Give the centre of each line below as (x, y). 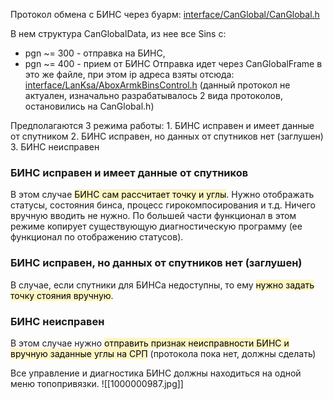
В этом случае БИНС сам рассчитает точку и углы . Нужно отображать (162, 195)
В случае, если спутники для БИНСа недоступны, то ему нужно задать (162, 285)
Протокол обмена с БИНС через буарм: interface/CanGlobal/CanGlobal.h (165, 14)
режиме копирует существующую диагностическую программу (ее (156, 226)
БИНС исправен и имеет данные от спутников (129, 172)
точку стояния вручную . (62, 295)
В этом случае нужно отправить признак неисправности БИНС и (150, 343)
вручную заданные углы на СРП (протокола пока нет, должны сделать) (163, 353)
